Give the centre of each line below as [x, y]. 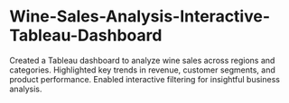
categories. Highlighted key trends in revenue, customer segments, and [142, 70]
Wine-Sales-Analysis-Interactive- [140, 17]
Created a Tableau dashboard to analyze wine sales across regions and [142, 60]
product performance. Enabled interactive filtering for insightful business [144, 79]
